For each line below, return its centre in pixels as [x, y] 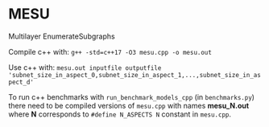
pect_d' [21, 82]
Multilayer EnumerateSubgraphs [62, 36]
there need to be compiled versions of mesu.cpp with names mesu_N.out [129, 105]
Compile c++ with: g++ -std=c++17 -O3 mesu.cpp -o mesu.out [110, 51]
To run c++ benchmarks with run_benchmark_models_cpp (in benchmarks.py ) [132, 96]
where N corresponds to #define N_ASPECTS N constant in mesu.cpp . [120, 114]
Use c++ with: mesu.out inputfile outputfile [85, 67]
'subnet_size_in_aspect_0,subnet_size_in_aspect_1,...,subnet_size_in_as [135, 75]
